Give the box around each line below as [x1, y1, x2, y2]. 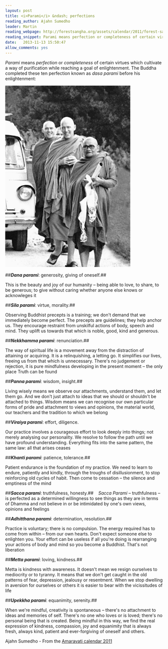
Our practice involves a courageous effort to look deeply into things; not [5, 429, 153, 435]
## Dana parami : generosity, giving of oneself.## [5, 272, 106, 278]
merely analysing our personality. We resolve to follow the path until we [5, 434, 152, 440]
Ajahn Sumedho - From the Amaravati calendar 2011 [5, 638, 112, 644]
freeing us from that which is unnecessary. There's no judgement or [5, 358, 145, 364]
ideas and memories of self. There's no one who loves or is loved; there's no [5, 612, 162, 618]
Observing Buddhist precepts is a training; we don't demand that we [5, 312, 146, 318]
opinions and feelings [5, 506, 49, 512]
